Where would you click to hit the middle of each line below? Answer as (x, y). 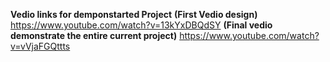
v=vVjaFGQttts (40, 46)
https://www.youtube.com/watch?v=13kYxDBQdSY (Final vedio (141, 25)
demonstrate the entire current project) (94, 35)
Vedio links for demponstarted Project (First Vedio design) (134, 14)
